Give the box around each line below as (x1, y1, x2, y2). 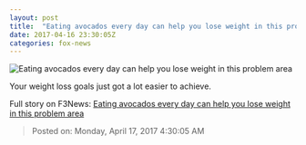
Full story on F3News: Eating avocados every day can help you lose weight (9, 99, 291, 110)
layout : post (9, 13, 59, 23)
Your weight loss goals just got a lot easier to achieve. (9, 81, 212, 92)
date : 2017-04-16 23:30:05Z (9, 30, 117, 39)
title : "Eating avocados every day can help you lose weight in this (9, 22, 283, 31)
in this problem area (9, 108, 85, 119)
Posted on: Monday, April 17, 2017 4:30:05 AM (31, 126, 205, 137)
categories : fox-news (9, 38, 92, 48)
